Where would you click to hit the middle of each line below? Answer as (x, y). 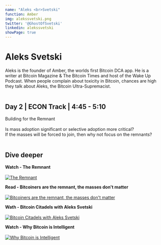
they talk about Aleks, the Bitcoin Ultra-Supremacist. (58, 86)
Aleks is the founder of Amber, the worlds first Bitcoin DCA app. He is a (77, 70)
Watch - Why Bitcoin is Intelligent (40, 227)
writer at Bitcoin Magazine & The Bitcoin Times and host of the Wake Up (78, 76)
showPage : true (21, 32)
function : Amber (22, 14)
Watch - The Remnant (28, 167)
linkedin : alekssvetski (29, 28)
